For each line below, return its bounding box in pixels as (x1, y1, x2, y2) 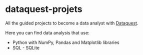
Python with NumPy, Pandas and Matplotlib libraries (12, 39, 119, 45)
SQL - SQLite (12, 44, 40, 50)
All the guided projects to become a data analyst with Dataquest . (5, 20, 138, 26)
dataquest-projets (5, 3, 82, 15)
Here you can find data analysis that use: (5, 29, 89, 35)
